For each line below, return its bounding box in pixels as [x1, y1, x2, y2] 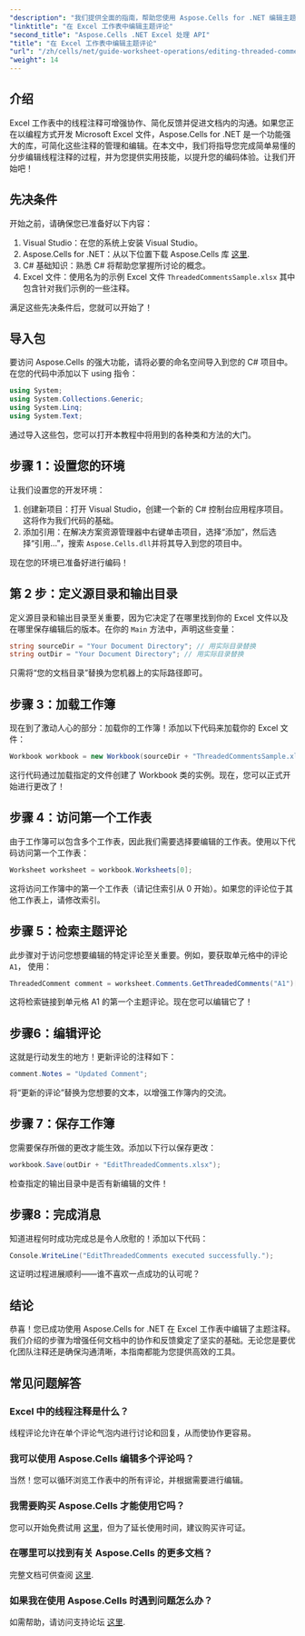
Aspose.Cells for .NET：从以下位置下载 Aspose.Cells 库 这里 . [22, 248, 251, 259]
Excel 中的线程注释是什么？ [9, 1405, 130, 1418]
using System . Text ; [9, 412, 84, 421]
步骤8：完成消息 [9, 1207, 102, 1222]
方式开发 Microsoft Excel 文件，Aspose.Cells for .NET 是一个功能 [40, 128, 283, 139]
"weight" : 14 [9, 55, 59, 65]
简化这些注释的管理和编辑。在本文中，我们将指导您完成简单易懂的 [48, 140, 296, 151]
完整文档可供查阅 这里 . [9, 1569, 93, 1580]
